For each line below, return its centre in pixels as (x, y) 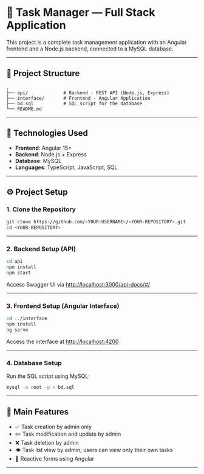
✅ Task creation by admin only (53, 427)
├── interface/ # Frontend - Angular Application (78, 98)
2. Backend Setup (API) (41, 249)
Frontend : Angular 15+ (43, 148)
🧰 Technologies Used (47, 133)
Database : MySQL (38, 161)
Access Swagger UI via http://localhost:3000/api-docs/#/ (78, 284)
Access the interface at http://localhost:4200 (63, 341)
